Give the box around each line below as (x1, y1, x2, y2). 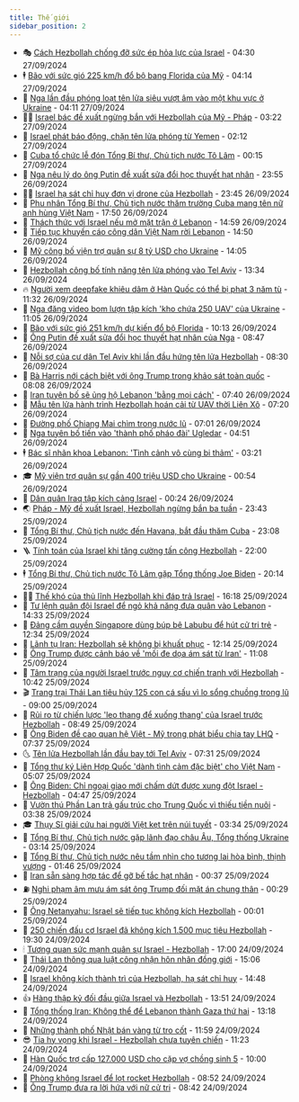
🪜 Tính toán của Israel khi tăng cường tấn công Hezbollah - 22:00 (22, 545, 268, 556)
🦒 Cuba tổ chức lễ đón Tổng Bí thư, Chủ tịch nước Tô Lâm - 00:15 (22, 149, 263, 160)
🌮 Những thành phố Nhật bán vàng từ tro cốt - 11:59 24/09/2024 (22, 1025, 260, 1035)
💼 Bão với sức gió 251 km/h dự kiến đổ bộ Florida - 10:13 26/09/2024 (22, 322, 277, 333)
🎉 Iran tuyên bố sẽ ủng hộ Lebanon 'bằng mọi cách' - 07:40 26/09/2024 (22, 389, 291, 400)
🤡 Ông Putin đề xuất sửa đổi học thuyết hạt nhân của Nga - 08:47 (22, 332, 265, 343)
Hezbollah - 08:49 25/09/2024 (22, 719, 137, 730)
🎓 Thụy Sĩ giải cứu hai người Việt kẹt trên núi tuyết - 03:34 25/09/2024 (22, 819, 289, 829)
